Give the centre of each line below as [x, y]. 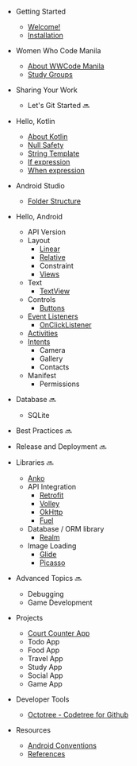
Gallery [51, 358]
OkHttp [51, 512]
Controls [42, 300]
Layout [39, 240]
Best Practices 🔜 [44, 431]
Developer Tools [42, 699]
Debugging [46, 594]
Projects [29, 618]
